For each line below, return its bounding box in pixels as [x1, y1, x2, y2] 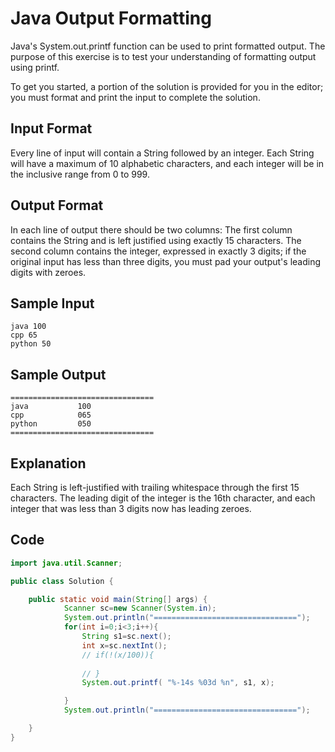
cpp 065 [10, 410, 92, 421]
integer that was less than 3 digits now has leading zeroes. [10, 503, 252, 514]
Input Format [10, 120, 93, 137]
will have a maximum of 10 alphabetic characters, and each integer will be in [10, 157, 325, 169]
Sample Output [10, 366, 107, 383]
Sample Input [10, 295, 95, 312]
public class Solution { [10, 576, 114, 586]
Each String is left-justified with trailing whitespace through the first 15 [10, 482, 300, 493]
